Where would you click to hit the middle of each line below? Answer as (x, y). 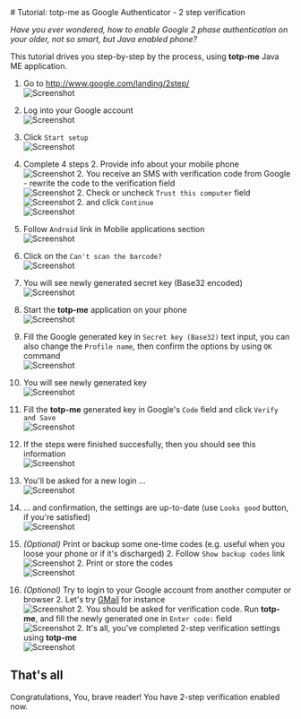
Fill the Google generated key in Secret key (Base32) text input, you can (156, 337)
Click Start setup (56, 137)
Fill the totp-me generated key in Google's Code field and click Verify (150, 409)
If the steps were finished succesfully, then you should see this (139, 444)
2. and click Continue (115, 202)
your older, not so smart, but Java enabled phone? (104, 39)
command (42, 355)
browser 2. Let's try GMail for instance (94, 599)
